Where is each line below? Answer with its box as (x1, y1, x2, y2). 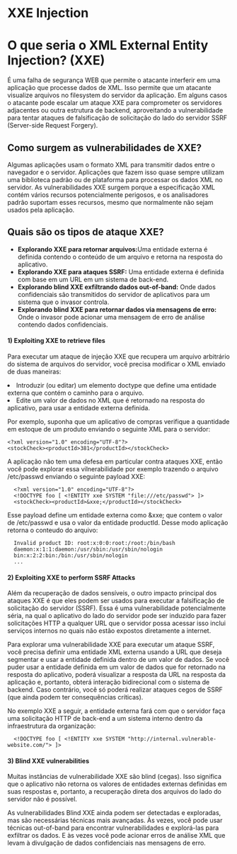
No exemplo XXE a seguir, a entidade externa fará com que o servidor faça (7, 707, 226, 715)
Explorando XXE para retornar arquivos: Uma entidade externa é (17, 245, 208, 253)
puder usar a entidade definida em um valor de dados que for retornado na (7, 663, 226, 671)
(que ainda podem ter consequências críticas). (7, 693, 144, 702)
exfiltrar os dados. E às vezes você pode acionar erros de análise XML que (7, 831, 226, 840)
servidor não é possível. (7, 795, 78, 804)
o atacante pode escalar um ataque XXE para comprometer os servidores (7, 99, 222, 107)
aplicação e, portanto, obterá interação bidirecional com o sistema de (7, 678, 210, 687)
